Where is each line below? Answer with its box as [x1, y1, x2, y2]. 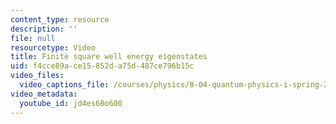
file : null [10, 33, 56, 43]
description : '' [10, 24, 78, 34]
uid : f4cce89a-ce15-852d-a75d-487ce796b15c [10, 61, 195, 71]
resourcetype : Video [10, 42, 97, 53]
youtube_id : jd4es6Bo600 [19, 98, 123, 108]
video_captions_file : [19, 80, 110, 90]
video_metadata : [10, 89, 78, 99]
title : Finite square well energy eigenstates [10, 52, 208, 62]
